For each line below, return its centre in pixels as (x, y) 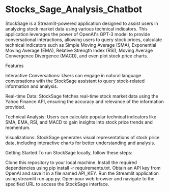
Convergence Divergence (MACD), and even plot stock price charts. (77, 56)
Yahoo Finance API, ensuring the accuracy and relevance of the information (85, 101)
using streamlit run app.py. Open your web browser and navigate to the (80, 178)
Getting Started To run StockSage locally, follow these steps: (69, 152)
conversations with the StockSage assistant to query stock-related (75, 81)
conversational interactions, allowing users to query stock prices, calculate (84, 40)
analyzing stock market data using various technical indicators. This (76, 28)
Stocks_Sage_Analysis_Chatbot (74, 9)
